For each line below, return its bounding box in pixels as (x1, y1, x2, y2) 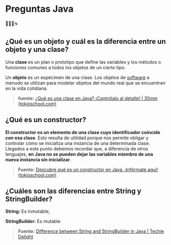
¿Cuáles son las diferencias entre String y (5, 186, 142, 195)
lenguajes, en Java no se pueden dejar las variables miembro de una (5, 151, 153, 157)
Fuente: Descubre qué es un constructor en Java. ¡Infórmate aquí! (17, 166, 158, 173)
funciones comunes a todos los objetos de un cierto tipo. (5, 64, 126, 70)
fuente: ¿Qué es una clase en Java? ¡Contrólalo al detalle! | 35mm (17, 95, 158, 101)
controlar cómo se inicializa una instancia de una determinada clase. (5, 140, 150, 146)
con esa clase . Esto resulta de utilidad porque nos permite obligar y (5, 135, 149, 141)
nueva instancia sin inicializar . (5, 156, 71, 162)
